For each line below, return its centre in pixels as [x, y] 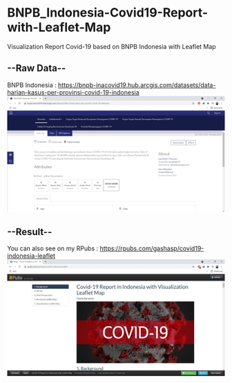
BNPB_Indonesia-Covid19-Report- [108, 13]
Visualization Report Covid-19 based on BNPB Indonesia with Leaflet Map [112, 46]
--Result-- [30, 232]
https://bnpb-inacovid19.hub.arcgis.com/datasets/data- [137, 85]
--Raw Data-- [37, 68]
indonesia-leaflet [31, 256]
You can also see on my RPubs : [53, 249]
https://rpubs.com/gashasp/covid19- [152, 249]
